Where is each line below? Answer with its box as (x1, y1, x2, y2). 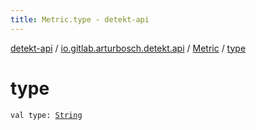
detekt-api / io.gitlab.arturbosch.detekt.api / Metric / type (10, 42, 247, 54)
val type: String (10, 110, 83, 120)
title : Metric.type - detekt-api (10, 14, 150, 25)
